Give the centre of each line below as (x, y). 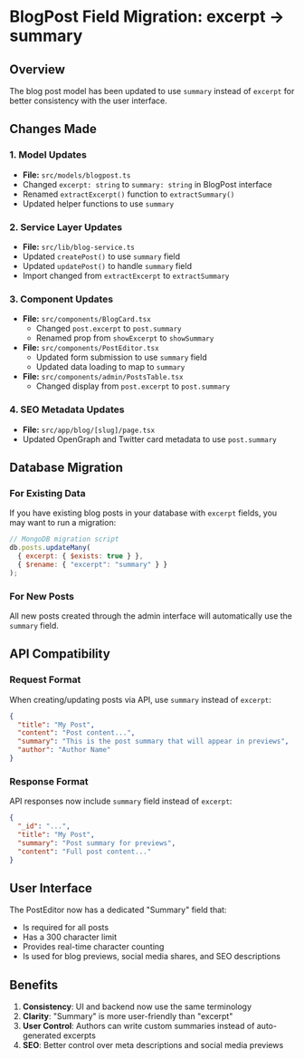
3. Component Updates (62, 299)
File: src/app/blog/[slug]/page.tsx (89, 429)
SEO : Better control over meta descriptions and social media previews (153, 1045)
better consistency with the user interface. (88, 101)
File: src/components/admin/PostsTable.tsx (103, 377)
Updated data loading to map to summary (110, 367)
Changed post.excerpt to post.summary (109, 329)
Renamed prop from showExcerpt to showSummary (125, 338)
